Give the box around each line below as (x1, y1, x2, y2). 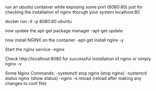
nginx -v (5, 61, 22, 66)
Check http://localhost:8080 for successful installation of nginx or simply (5, 56, 151, 62)
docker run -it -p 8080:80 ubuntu (5, 19, 72, 24)
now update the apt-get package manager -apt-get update (5, 28, 123, 33)
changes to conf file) (5, 80, 47, 86)
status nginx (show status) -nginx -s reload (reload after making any (5, 76, 142, 81)
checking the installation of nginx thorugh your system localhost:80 (5, 9, 140, 15)
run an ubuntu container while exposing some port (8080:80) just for (5, 4, 143, 10)
